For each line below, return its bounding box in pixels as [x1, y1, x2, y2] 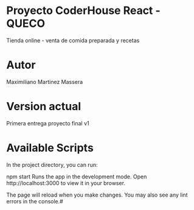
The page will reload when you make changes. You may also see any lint [6, 191, 188, 198]
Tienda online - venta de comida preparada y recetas [6, 37, 140, 44]
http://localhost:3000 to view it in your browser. [6, 179, 126, 186]
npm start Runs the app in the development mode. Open [6, 173, 147, 180]
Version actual [6, 100, 81, 113]
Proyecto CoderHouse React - [6, 4, 161, 18]
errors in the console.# [6, 197, 64, 205]
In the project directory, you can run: [6, 161, 98, 168]
